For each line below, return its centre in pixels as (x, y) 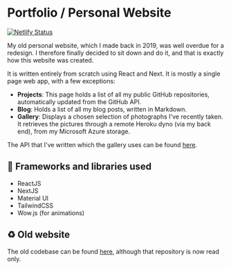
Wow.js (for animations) (51, 212)
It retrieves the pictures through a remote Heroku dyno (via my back (114, 124)
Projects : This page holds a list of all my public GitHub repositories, (113, 94)
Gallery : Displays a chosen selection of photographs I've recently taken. (120, 117)
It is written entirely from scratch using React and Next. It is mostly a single (114, 74)
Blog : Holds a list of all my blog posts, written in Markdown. (102, 109)
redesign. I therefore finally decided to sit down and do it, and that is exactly (115, 53)
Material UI (33, 198)
